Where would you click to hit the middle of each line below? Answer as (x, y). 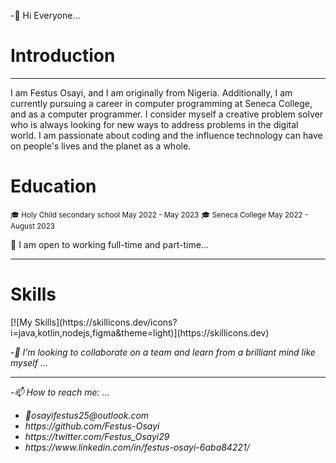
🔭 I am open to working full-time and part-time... (109, 244)
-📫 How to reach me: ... (60, 392)
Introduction (63, 56)
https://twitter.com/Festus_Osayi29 (97, 436)
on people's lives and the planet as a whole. (101, 146)
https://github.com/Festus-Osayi (92, 426)
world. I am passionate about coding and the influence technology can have (166, 135)
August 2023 (32, 226)
